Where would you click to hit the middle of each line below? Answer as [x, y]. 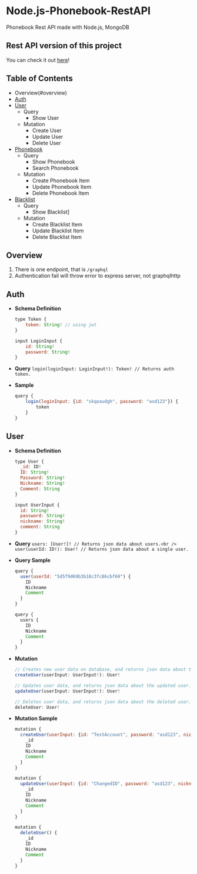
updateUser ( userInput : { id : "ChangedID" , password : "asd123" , [98, 784]
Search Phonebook [55, 168]
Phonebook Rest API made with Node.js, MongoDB [68, 27]
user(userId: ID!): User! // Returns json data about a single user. [102, 549]
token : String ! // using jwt [61, 325]
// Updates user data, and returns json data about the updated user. [103, 685]
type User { [29, 461]
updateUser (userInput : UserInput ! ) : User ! [67, 691]
